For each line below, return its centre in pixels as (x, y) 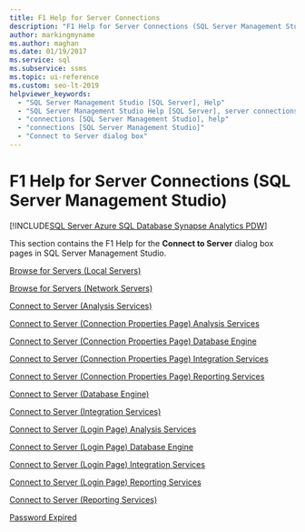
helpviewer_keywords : (50, 94)
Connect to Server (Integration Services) (85, 411)
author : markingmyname (52, 35)
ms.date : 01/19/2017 (49, 52)
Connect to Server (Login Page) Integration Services (108, 464)
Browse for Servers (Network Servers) (81, 288)
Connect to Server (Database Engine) (79, 394)
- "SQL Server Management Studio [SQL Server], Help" (121, 102)
